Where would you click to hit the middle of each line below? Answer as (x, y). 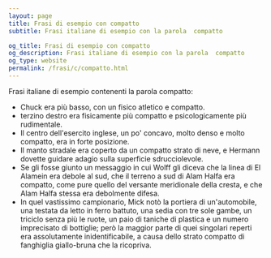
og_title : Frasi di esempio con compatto (80, 45)
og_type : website (38, 61)
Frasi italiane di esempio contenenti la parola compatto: (101, 91)
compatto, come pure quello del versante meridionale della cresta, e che (141, 184)
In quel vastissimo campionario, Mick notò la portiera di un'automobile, (138, 202)
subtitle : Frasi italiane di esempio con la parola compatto (116, 31)
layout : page (30, 16)
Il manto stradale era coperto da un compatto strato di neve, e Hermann (140, 150)
